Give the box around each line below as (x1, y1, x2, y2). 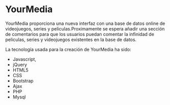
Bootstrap (12, 78, 34, 84)
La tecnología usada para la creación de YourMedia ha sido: (5, 46, 132, 52)
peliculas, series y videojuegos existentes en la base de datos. (5, 37, 137, 43)
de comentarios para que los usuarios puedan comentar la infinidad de (5, 31, 155, 37)
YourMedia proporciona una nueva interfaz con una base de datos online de (5, 20, 165, 26)
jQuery (12, 61, 27, 67)
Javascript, (12, 56, 37, 62)
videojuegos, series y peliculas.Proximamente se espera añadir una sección (5, 25, 165, 31)
